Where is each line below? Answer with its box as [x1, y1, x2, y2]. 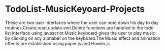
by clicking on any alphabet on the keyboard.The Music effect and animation [5, 35, 161, 41]
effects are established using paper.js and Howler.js [5, 40, 110, 46]
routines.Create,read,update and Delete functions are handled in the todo [5, 25, 154, 30]
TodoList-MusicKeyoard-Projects [5, 3, 145, 15]
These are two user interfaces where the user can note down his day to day [5, 20, 159, 25]
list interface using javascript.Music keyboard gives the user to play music [5, 30, 156, 36]
